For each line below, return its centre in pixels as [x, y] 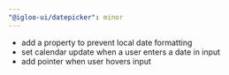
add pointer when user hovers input [86, 61]
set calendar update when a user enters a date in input [121, 52]
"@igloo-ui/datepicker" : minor [66, 17]
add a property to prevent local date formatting [107, 42]
